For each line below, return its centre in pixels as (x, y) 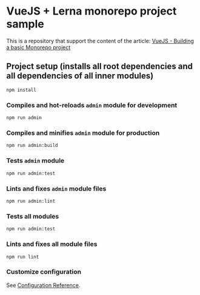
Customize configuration (44, 272)
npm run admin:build (32, 146)
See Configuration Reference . (43, 285)
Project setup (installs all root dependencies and (99, 66)
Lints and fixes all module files (52, 244)
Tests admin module (35, 161)
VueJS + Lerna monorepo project (92, 11)
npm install (21, 90)
